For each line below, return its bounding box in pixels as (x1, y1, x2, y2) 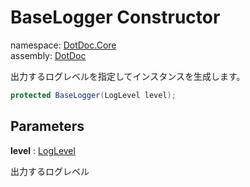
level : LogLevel (10, 144, 76, 156)
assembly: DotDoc (10, 49, 87, 61)
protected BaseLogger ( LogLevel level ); (10, 90, 177, 100)
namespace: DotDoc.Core (10, 39, 117, 51)
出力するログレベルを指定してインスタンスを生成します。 (10, 70, 246, 82)
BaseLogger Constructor (10, 6, 221, 29)
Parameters (10, 118, 85, 135)
